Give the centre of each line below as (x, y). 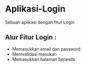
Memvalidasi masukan (34, 54)
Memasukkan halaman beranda (43, 59)
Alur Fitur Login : (31, 37)
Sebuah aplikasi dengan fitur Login (40, 22)
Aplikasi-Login (35, 9)
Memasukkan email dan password (46, 49)
